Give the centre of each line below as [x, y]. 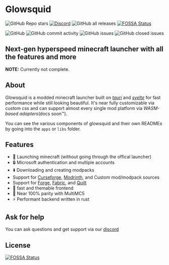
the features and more [41, 57]
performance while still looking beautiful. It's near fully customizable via [80, 103]
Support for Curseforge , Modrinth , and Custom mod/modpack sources [86, 177]
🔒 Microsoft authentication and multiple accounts [64, 163]
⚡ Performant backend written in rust [51, 199]
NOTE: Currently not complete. [37, 69]
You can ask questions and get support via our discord [62, 230]
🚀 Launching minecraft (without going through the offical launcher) [82, 157]
